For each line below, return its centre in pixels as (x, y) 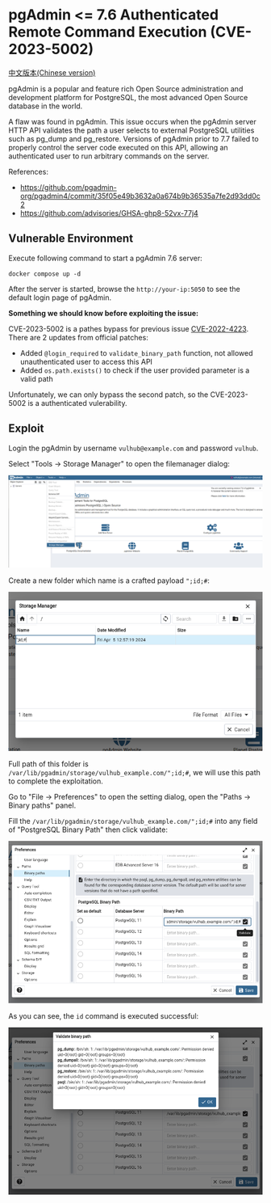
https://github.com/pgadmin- (68, 187)
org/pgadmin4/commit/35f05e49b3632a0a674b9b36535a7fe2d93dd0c (140, 196)
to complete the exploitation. (56, 781)
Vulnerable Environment (71, 239)
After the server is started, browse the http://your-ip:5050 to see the (124, 289)
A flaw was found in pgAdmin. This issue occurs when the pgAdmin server (132, 121)
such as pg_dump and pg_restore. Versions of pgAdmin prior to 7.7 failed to (134, 138)
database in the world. (46, 106)
